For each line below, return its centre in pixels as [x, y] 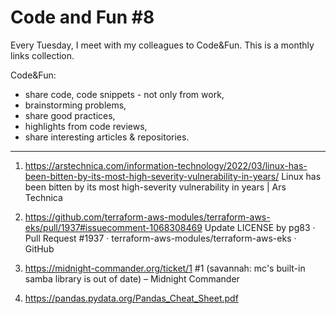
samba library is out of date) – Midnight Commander [132, 278]
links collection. [42, 55]
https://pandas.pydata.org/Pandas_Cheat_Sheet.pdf [131, 298]
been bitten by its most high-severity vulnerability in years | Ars [155, 187]
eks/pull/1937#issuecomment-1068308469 [113, 227]
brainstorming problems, [75, 105]
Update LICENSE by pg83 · [260, 227]
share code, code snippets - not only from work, [124, 94]
